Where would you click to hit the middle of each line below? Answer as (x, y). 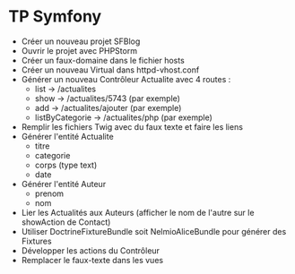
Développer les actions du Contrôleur (91, 250)
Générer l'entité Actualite (67, 136)
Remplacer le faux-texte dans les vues (92, 260)
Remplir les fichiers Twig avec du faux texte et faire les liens (132, 126)
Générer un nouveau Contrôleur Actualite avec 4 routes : (126, 79)
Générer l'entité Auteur (64, 184)
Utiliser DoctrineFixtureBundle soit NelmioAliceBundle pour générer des (154, 231)
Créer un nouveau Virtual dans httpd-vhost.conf (110, 70)
